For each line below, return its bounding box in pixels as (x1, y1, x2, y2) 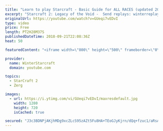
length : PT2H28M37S (5, 30, 45, 34)
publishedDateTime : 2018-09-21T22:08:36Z (5, 34, 90, 39)
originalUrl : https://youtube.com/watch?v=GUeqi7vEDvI (5, 16, 118, 21)
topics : (5, 74, 21, 79)
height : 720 (14, 105, 38, 110)
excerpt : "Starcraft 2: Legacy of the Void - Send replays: (5, 12, 131, 16)
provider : (5, 56, 25, 61)
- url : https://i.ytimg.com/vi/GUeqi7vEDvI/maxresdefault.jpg (9, 96, 138, 101)
